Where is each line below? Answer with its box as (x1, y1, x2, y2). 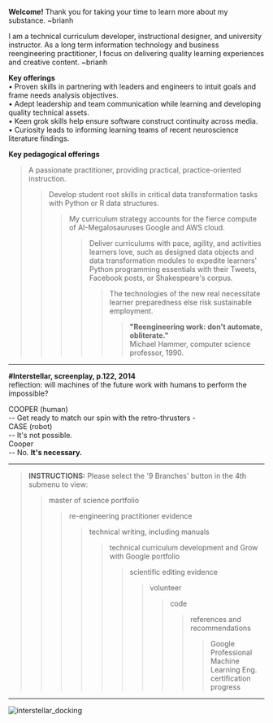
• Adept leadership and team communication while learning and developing (8, 99, 262, 108)
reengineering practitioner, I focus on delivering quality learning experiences (8, 49, 265, 58)
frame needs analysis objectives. (8, 90, 119, 100)
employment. (109, 306, 154, 316)
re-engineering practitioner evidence (68, 511, 193, 520)
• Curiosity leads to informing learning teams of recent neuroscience (8, 125, 239, 134)
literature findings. (8, 134, 70, 143)
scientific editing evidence (129, 567, 218, 576)
